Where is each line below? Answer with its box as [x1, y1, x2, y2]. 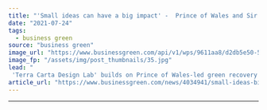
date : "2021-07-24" [8, 19, 73, 27]
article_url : [8, 78, 52, 86]
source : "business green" [8, 41, 94, 49]
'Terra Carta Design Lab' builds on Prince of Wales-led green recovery [11, 71, 258, 79]
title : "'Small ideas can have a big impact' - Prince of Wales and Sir [8, 11, 258, 20]
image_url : [8, 49, 44, 57]
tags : [8, 26, 26, 34]
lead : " [8, 64, 34, 72]
